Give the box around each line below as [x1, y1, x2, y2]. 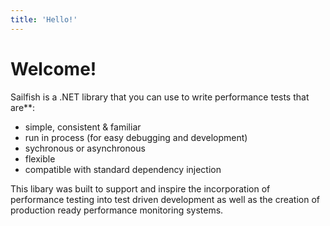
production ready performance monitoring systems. [10, 204, 224, 216]
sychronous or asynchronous [24, 142, 146, 154]
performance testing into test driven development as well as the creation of [10, 193, 320, 205]
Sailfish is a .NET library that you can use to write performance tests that [10, 91, 310, 103]
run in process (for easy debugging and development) [24, 131, 248, 143]
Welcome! [10, 57, 97, 80]
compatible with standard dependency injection [24, 163, 222, 175]
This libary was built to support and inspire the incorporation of [10, 182, 271, 195]
